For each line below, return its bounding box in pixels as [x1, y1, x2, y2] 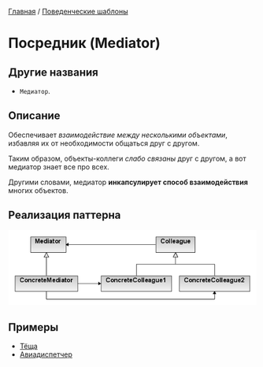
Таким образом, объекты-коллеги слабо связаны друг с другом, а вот [8, 154, 246, 163]
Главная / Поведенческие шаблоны [8, 7, 128, 16]
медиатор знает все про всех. [8, 161, 110, 172]
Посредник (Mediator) [8, 35, 161, 52]
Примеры [8, 321, 59, 334]
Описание [8, 109, 61, 123]
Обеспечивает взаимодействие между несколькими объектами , [8, 130, 228, 139]
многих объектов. [8, 185, 69, 195]
